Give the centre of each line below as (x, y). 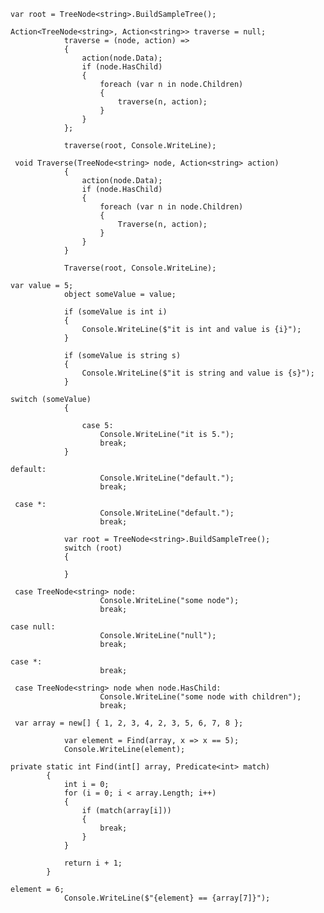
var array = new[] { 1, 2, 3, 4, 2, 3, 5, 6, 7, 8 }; (129, 723)
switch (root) (93, 548)
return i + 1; (93, 863)
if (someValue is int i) (115, 312)
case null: (33, 627)
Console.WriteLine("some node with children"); (200, 697)
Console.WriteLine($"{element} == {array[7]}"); (167, 898)
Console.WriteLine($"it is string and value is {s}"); (198, 373)
